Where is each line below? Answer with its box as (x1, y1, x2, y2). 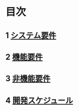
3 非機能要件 (5, 74, 51, 84)
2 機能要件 (5, 52, 43, 62)
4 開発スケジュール (5, 95, 73, 105)
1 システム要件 (5, 30, 56, 40)
